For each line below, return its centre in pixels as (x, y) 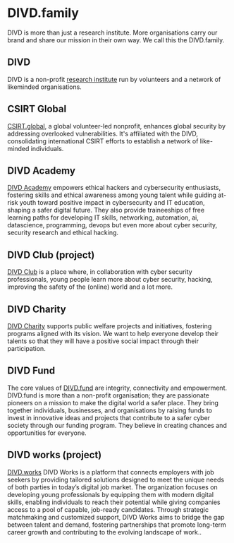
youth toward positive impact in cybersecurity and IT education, (112, 203)
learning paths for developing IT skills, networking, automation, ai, (103, 217)
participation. (26, 348)
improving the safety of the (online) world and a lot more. (90, 287)
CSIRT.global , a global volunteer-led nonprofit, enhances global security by (116, 126)
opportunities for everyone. (47, 433)
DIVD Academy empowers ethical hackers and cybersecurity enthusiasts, (114, 188)
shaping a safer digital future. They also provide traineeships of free (106, 210)
